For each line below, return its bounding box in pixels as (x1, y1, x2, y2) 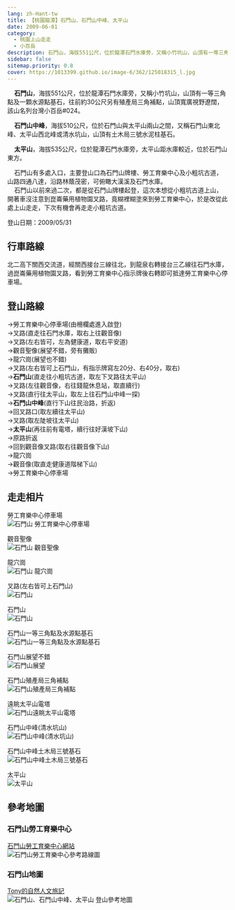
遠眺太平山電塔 (7, 700, 50, 708)
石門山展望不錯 (7, 652, 50, 660)
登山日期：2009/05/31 (7, 218, 72, 226)
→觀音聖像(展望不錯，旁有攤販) (7, 347, 98, 355)
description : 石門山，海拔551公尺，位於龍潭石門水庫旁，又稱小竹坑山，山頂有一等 (7, 50, 219, 57)
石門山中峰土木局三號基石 (7, 746, 81, 755)
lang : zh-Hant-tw (7, 10, 58, 17)
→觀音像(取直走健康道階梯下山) (7, 460, 98, 468)
